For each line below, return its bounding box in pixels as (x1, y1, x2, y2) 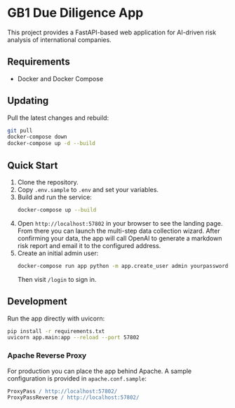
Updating (7, 95, 49, 107)
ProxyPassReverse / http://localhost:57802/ (7, 394, 140, 401)
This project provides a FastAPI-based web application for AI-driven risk (7, 28, 216, 36)
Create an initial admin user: (17, 249, 99, 257)
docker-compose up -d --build (7, 140, 96, 147)
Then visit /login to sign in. (17, 275, 97, 283)
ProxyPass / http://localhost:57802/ (7, 388, 118, 395)
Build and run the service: (17, 193, 93, 201)
